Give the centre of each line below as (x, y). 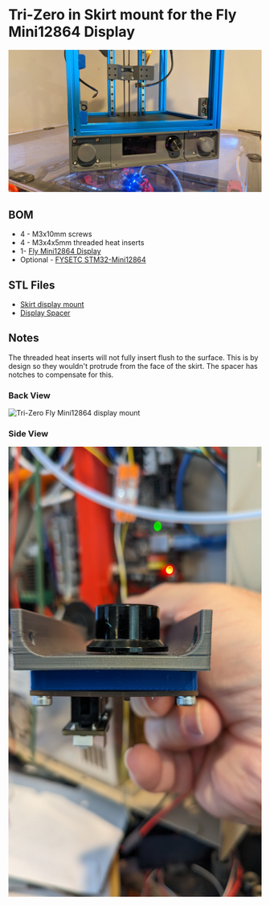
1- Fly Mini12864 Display (61, 252)
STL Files (32, 285)
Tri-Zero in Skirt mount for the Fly (123, 15)
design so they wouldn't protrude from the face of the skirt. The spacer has (133, 366)
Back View (29, 395)
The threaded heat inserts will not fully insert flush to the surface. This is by (133, 357)
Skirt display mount (52, 305)
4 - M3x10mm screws (56, 234)
